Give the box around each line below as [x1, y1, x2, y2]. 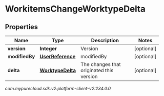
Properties [5, 23, 38, 31]
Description [91, 37, 119, 44]
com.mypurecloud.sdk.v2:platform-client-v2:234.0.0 [5, 86, 111, 91]
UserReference [40, 53, 76, 60]
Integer [40, 45, 57, 52]
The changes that [80, 61, 121, 67]
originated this [80, 67, 114, 74]
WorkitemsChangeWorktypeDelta [5, 3, 145, 15]
